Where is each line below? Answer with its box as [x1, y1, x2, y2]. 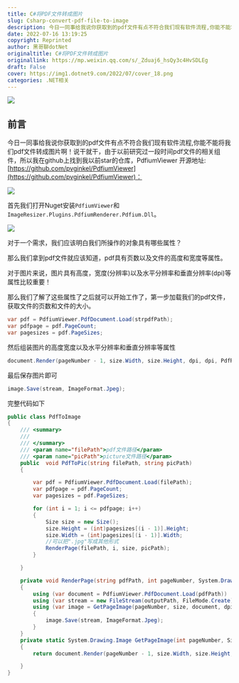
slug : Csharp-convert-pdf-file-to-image [7, 17, 129, 24]
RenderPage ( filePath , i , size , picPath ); [45, 545, 171, 552]
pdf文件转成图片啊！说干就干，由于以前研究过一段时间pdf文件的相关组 [13, 147, 221, 156]
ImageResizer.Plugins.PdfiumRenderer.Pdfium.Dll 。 [7, 210, 161, 219]
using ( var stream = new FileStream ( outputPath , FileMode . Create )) [33, 597, 237, 604]
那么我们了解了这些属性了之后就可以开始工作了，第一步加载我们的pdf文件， [7, 293, 230, 301]
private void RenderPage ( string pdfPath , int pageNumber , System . [20, 577, 221, 584]
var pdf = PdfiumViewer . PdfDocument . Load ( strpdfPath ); [7, 316, 174, 323]
